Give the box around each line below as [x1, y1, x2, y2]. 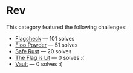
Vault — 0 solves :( [15, 60, 62, 68]
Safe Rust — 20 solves [15, 47, 72, 54]
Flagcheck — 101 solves [15, 35, 75, 42]
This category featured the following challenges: [6, 23, 127, 31]
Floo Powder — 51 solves [15, 41, 78, 48]
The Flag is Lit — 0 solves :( [15, 54, 85, 61]
